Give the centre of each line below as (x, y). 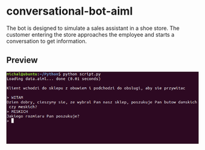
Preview (22, 60)
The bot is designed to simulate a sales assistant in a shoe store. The (93, 28)
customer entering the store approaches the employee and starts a (91, 34)
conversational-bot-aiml (70, 11)
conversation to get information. (47, 41)
